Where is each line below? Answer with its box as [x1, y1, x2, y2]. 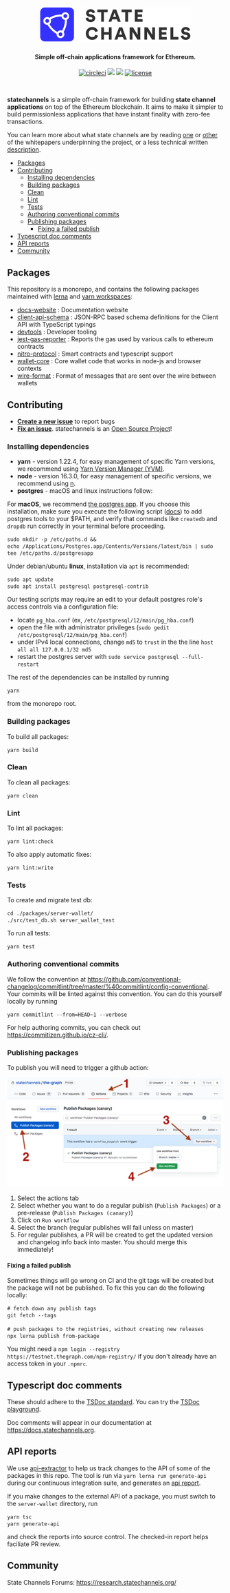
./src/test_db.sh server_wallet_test [7, 917, 115, 924]
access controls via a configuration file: [7, 602, 119, 611]
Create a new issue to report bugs [16, 417, 115, 425]
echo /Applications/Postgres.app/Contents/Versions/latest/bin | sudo [7, 543, 214, 550]
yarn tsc [7, 1513, 32, 1521]
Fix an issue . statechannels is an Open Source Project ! [16, 424, 172, 433]
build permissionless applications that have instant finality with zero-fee [7, 110, 211, 119]
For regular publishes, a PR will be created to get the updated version [16, 1230, 214, 1239]
